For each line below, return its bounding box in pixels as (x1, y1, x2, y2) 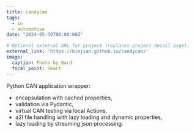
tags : (6, 15, 20, 21)
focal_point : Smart (12, 65, 62, 71)
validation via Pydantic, (15, 100, 74, 107)
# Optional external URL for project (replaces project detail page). (6, 43, 190, 49)
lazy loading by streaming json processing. (15, 120, 123, 127)
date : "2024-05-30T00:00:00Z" (6, 32, 84, 38)
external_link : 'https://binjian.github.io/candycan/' (6, 48, 149, 55)
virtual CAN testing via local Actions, (15, 107, 108, 114)
